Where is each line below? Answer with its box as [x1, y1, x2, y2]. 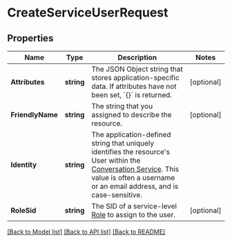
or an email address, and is [91, 181, 179, 191]
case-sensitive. [91, 190, 143, 199]
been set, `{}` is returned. [91, 90, 173, 99]
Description [117, 53, 157, 62]
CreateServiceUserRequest [7, 5, 168, 21]
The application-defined [91, 130, 171, 139]
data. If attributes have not [91, 81, 177, 91]
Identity [10, 160, 37, 170]
